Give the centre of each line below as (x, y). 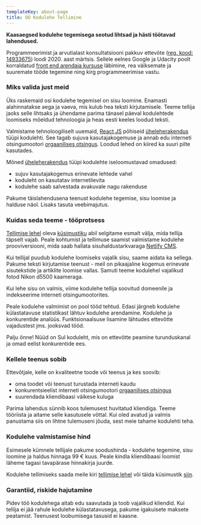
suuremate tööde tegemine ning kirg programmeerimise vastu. (83, 72)
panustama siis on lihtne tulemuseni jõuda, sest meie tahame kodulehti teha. (100, 421)
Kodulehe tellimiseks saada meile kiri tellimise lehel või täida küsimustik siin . (100, 474)
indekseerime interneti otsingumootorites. (58, 295)
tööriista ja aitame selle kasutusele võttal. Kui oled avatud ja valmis (88, 415)
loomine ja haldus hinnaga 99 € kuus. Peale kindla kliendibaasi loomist (93, 456)
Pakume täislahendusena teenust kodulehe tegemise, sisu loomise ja (91, 198)
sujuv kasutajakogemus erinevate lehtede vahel (74, 173)
